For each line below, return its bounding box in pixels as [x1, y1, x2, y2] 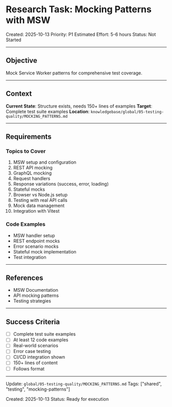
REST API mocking [13, 165, 53, 171]
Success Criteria [6, 317, 60, 326]
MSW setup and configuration [13, 159, 77, 165]
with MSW [6, 14, 51, 26]
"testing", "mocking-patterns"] [6, 386, 70, 392]
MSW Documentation [13, 287, 58, 293]
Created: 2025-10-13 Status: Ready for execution [6, 396, 109, 402]
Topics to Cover [6, 147, 46, 155]
